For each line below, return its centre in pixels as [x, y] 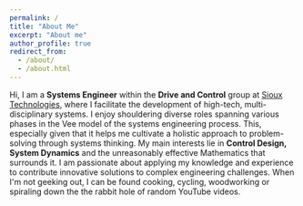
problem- [267, 133]
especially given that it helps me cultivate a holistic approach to [128, 133]
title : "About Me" [44, 26]
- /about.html [44, 69]
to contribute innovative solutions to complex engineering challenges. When [152, 172]
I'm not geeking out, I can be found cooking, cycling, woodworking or [140, 181]
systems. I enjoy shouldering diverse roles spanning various [167, 114]
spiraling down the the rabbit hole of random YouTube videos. [125, 191]
